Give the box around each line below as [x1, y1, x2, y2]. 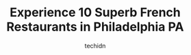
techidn [84, 41, 106, 50]
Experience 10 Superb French [10, 5, 181, 20]
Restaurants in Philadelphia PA [6, 19, 184, 35]
